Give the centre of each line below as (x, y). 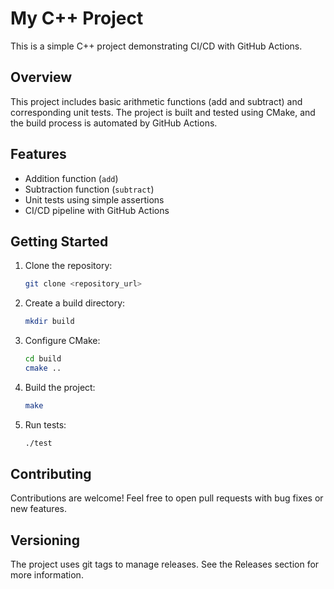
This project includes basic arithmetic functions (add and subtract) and (156, 101)
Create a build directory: (75, 303)
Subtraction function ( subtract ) (89, 189)
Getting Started (59, 241)
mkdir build (49, 322)
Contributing (51, 474)
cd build (43, 359)
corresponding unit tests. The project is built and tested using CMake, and (163, 112)
